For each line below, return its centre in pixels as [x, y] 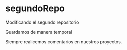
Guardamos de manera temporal [39, 32]
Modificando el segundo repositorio [42, 22]
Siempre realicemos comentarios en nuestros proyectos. [64, 42]
